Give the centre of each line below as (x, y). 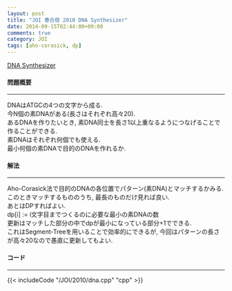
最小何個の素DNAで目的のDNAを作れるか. (67, 149)
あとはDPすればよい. (37, 206)
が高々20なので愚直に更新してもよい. (60, 241)
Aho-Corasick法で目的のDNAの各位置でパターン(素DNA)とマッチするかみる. (116, 189)
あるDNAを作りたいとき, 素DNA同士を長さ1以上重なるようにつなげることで (114, 122)
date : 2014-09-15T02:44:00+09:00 (55, 26)
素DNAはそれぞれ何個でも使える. (54, 140)
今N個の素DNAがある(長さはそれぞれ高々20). (71, 114)
